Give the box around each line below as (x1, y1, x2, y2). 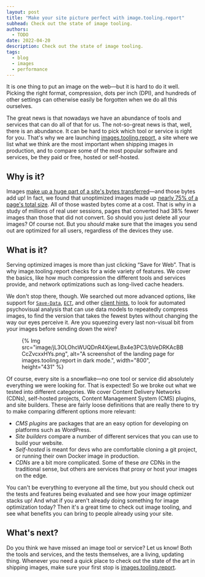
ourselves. (6, 103, 33, 110)
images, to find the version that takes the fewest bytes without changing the (6, 312, 198, 320)
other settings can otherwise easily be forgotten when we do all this (6, 96, 177, 103)
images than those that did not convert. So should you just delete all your (6, 214, 191, 221)
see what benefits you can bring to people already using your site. (6, 510, 173, 517)
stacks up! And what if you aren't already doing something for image (6, 497, 179, 504)
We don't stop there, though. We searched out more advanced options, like (6, 292, 196, 300)
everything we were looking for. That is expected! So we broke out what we (6, 382, 197, 389)
